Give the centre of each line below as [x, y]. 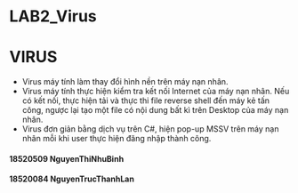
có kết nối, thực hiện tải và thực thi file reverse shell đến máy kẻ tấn [145, 101]
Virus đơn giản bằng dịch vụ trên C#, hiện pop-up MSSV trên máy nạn [150, 129]
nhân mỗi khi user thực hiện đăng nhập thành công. [117, 139]
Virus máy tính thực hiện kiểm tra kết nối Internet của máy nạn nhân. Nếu [156, 92]
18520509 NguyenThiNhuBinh [67, 158]
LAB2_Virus [53, 16]
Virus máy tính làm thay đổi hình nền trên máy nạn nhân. [125, 82]
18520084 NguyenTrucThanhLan [72, 179]
